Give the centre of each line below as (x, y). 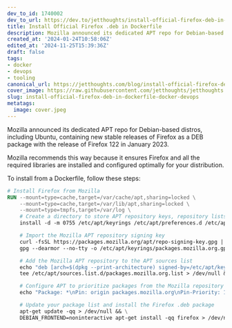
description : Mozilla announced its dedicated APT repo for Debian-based (116, 33)
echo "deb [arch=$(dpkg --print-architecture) (88, 267)
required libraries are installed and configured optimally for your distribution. (116, 165)
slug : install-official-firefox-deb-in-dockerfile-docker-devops (103, 97)
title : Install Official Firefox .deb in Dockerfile (85, 26)
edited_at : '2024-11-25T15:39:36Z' (58, 46)
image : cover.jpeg (40, 110)
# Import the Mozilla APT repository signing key (93, 235)
